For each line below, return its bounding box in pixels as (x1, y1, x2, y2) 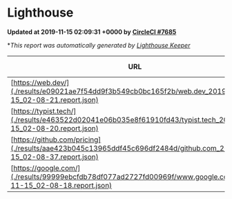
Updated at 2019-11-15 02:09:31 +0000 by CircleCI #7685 (7, 28, 177, 36)
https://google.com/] (13, 163, 81, 173)
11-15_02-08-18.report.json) (10, 180, 113, 190)
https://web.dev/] (13, 77, 70, 87)
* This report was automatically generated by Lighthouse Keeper (7, 41, 191, 49)
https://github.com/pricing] (13, 135, 101, 144)
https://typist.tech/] (13, 106, 77, 115)
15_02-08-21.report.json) (10, 95, 99, 104)
